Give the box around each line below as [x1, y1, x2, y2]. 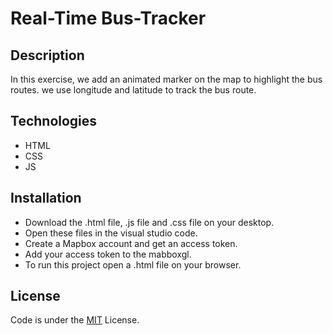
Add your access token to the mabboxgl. [24, 248, 192, 260]
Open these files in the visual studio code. [24, 227, 198, 239]
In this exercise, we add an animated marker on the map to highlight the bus [10, 73, 323, 85]
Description [10, 47, 85, 64]
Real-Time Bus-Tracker [10, 7, 207, 30]
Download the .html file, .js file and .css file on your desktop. [24, 216, 275, 228]
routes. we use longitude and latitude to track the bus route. [10, 84, 257, 96]
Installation [10, 190, 82, 207]
